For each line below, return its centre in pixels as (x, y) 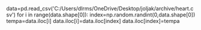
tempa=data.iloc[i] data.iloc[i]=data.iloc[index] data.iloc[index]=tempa (93, 21)
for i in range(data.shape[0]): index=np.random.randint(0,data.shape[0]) (106, 15)
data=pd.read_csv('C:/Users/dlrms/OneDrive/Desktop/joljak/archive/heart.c (100, 9)
